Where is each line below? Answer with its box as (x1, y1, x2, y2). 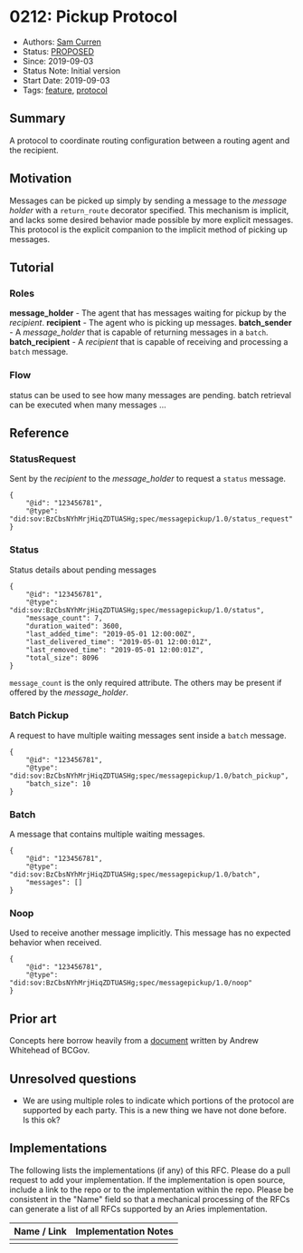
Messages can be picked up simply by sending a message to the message (9, 195, 288, 206)
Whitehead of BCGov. (9, 1045, 90, 1056)
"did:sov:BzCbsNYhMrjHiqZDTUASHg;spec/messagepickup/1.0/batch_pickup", (9, 771, 289, 780)
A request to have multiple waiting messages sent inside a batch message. (9, 729, 287, 740)
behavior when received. (9, 937, 102, 948)
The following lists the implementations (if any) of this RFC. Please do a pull (9, 1164, 291, 1176)
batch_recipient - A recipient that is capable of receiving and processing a (9, 337, 289, 348)
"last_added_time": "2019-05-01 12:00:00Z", (25, 629, 196, 639)
